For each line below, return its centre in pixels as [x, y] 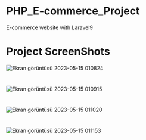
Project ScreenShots [58, 52]
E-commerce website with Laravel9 [50, 27]
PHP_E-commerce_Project [73, 11]
